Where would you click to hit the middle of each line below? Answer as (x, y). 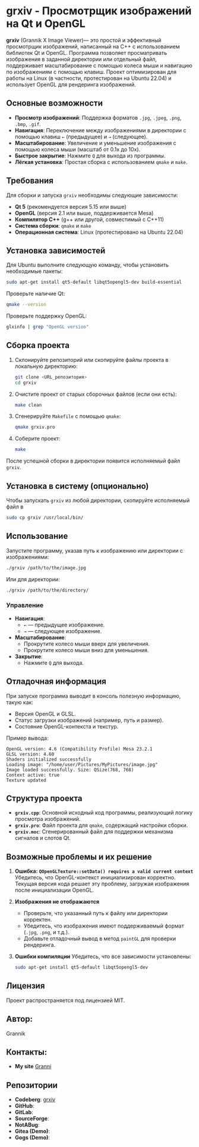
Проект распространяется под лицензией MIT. (66, 1000)
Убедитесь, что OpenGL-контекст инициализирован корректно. (95, 878)
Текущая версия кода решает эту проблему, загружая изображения (102, 884)
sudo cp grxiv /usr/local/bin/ (45, 517)
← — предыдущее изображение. (64, 625)
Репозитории (32, 1085)
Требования (30, 181)
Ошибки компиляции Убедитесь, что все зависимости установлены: (103, 957)
